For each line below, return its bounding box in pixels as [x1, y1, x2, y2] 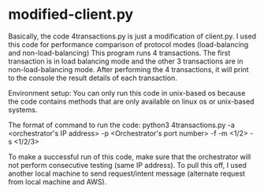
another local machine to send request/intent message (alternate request [8, 169, 246, 178]
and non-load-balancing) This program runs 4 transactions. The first [8, 48, 231, 57]
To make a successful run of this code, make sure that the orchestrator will [8, 151, 251, 162]
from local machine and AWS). [8, 177, 107, 186]
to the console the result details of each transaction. [8, 73, 177, 82]
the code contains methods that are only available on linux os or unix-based [8, 96, 255, 106]
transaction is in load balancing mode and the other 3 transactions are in [8, 56, 244, 66]
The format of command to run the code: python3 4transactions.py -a [8, 120, 235, 129]
